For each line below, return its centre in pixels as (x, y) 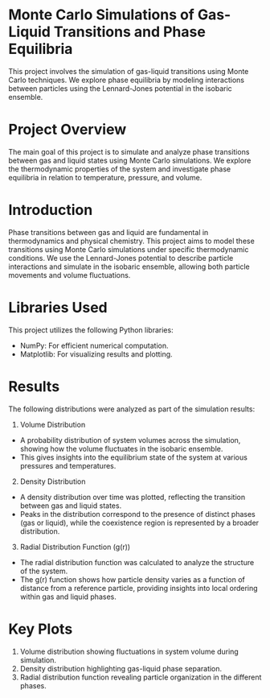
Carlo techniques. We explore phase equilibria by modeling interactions (127, 80)
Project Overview (67, 130)
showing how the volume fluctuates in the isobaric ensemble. (121, 448)
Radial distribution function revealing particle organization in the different (141, 677)
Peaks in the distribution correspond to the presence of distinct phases (137, 514)
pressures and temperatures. (68, 465)
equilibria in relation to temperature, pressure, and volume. (105, 177)
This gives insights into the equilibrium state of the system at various (133, 457)
